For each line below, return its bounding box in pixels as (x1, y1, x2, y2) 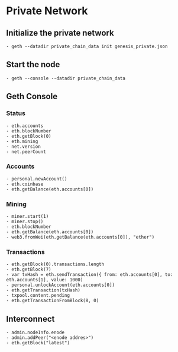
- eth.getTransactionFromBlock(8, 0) (6, 298, 99, 304)
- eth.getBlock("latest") (6, 340, 70, 346)
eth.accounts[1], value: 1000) (6, 277, 83, 283)
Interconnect (6, 313, 55, 324)
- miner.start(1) (6, 214, 49, 220)
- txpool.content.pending (6, 293, 70, 299)
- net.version (6, 144, 41, 150)
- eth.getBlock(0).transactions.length (6, 261, 105, 268)
